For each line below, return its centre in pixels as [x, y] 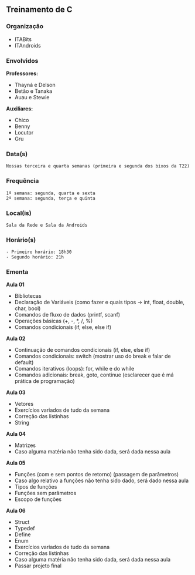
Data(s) [17, 154]
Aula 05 [16, 463]
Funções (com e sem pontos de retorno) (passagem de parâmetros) [97, 475]
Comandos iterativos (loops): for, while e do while [74, 369]
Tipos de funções [36, 487]
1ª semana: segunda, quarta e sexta [51, 193]
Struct [22, 522]
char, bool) [28, 308]
